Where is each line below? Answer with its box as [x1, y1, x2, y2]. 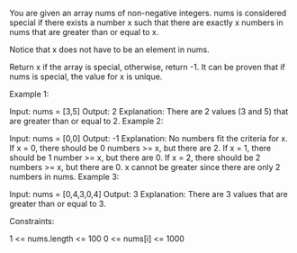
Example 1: [9, 89, 49, 99]
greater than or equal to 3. [9, 198, 106, 209]
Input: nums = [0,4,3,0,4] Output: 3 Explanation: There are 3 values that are [9, 189, 288, 199]
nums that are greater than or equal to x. [9, 27, 159, 37]
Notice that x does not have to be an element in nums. [9, 44, 210, 55]
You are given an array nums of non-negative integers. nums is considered [9, 8, 287, 18]
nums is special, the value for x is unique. [9, 71, 163, 82]
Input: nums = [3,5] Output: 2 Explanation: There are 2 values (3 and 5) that [9, 106, 289, 116]
